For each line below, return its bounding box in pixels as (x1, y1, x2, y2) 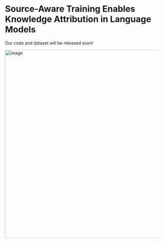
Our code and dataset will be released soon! (5, 40, 94, 46)
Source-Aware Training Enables (5, 3, 136, 15)
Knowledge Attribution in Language (5, 14, 151, 25)
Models (5, 24, 36, 35)
